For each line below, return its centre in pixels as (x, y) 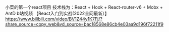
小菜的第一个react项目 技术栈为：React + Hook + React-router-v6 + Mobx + (84, 7)
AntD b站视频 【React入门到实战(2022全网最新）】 (57, 13)
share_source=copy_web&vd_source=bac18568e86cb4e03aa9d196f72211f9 (84, 24)
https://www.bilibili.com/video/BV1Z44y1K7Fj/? (54, 19)
